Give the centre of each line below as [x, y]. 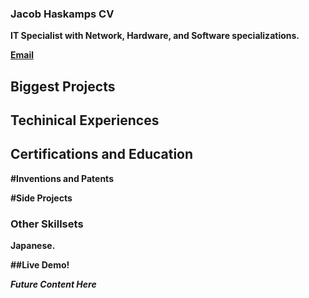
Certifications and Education [102, 154]
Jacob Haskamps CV [62, 14]
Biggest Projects [63, 86]
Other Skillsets [47, 224]
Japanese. [33, 246]
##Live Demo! [40, 265]
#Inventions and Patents [62, 178]
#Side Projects [41, 198]
